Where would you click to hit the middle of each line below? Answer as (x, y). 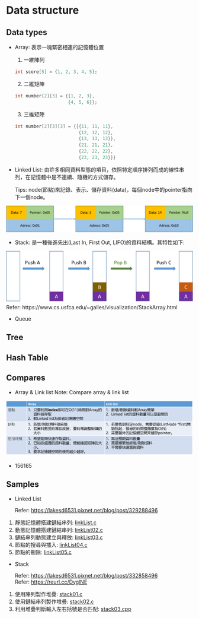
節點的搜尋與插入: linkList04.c (51, 544)
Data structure (43, 10)
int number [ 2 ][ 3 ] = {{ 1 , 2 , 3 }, (54, 96)
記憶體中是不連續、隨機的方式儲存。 (75, 177)
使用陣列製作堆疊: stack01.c (49, 594)
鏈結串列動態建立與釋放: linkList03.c (59, 537)
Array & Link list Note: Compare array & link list (72, 392)
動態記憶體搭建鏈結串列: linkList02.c (59, 530)
